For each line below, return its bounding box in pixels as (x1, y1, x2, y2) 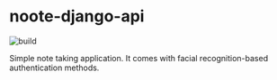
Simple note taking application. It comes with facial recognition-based (9, 52, 268, 63)
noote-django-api (9, 6, 145, 27)
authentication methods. (9, 62, 100, 73)
